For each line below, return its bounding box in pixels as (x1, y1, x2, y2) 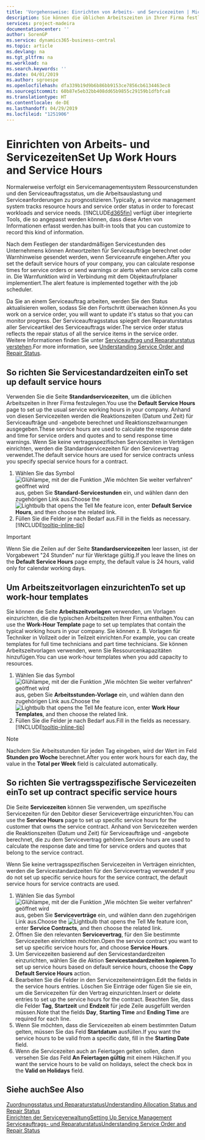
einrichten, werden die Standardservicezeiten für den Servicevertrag (6, 445, 179, 452)
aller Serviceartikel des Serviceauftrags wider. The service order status (6, 324, 184, 331)
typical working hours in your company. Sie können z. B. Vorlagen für (6, 627, 181, 634)
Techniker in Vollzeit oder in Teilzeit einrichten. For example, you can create (6, 634, 195, 641)
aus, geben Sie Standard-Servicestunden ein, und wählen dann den (15, 489, 189, 497)
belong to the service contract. (6, 848, 84, 856)
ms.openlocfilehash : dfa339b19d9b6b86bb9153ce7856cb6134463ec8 (6, 83, 171, 89)
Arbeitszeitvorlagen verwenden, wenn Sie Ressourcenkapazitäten (6, 647, 172, 654)
